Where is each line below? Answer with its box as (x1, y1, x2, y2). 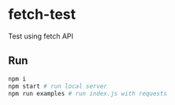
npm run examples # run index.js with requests (8, 89, 168, 97)
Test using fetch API (8, 31, 73, 41)
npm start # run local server (8, 82, 108, 90)
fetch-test (8, 5, 76, 24)
